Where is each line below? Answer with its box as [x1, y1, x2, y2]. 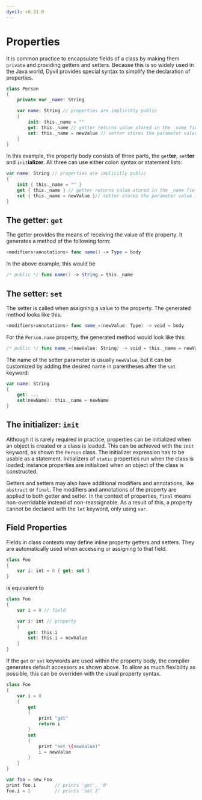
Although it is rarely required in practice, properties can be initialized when [6, 436, 191, 443]
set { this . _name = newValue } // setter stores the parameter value [17, 192, 192, 199]
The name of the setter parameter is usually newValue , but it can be [6, 356, 171, 363]
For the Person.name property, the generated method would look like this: [6, 333, 186, 341]
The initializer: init [6, 420, 79, 430]
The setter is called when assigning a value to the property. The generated [6, 304, 191, 311]
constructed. [6, 468, 38, 475]
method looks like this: [6, 311, 62, 318]
